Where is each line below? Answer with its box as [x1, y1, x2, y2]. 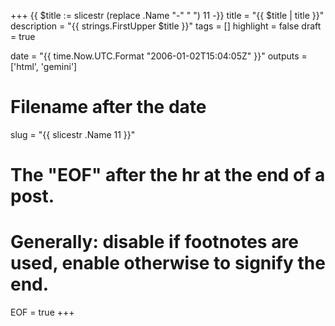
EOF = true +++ [10, 306, 75, 319]
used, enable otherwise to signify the [10, 252, 326, 275]
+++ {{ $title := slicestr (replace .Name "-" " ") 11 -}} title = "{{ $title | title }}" [10, 10, 325, 21]
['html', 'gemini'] [10, 61, 78, 72]
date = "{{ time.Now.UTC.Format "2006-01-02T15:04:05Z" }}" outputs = [10, 50, 308, 62]
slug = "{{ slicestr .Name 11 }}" [10, 128, 136, 140]
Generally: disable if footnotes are [10, 231, 299, 254]
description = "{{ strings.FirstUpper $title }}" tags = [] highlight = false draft [10, 20, 322, 32]
